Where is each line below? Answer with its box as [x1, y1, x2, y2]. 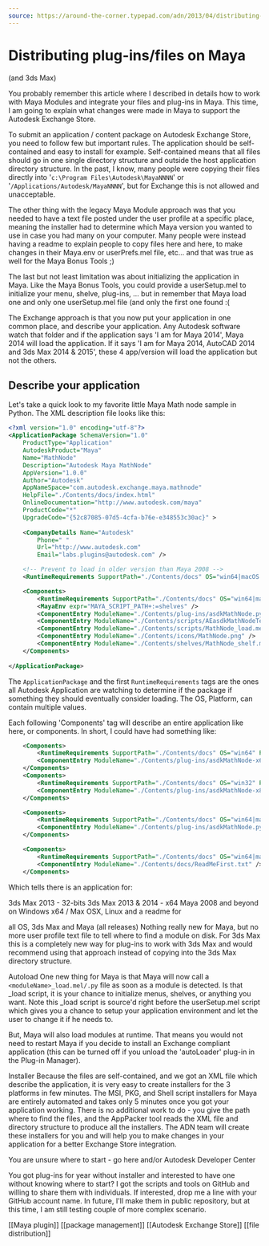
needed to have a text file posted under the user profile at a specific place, [8, 214, 255, 223]
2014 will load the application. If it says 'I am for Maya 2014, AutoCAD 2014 [8, 338, 255, 348]
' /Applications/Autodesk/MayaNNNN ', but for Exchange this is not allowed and [8, 181, 259, 190]
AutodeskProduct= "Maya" [22, 446, 102, 454]
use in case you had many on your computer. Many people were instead [8, 230, 247, 240]
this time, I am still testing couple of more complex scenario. [8, 1204, 207, 1214]
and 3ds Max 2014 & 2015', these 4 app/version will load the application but [8, 347, 258, 356]
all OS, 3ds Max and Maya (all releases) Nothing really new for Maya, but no [8, 922, 259, 931]
